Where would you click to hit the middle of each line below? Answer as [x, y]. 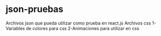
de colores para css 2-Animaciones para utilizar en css [82, 28]
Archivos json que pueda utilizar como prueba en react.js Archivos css [78, 23]
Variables [15, 28]
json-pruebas [34, 9]
